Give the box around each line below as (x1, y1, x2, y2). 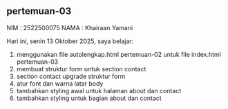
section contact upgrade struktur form (16, 72, 126, 80)
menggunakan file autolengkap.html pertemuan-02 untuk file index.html (16, 50, 222, 58)
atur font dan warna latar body (16, 79, 104, 88)
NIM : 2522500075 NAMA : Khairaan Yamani (6, 23, 133, 32)
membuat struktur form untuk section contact (16, 64, 146, 73)
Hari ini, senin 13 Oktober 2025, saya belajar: (6, 37, 134, 45)
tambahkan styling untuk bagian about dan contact (16, 94, 162, 102)
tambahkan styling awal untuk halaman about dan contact (16, 86, 182, 95)
